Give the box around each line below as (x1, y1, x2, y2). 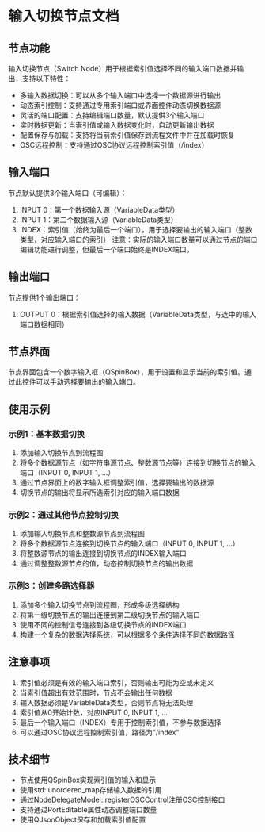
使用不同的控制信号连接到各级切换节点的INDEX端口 (19, 619, 187, 629)
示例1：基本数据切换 (8, 428, 85, 439)
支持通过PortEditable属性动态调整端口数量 (19, 805, 157, 815)
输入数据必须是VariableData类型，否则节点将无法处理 (19, 697, 194, 707)
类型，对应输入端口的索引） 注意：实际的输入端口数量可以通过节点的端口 (19, 235, 258, 244)
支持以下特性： (21, 74, 71, 83)
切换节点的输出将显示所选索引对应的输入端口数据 (19, 488, 180, 497)
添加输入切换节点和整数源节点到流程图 (19, 529, 145, 539)
